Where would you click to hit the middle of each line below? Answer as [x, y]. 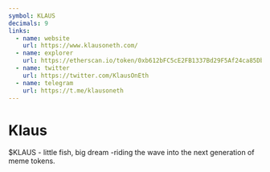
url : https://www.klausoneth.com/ [80, 46]
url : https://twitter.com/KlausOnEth [86, 76]
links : [19, 31]
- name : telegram [45, 83]
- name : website [43, 38]
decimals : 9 [28, 23]
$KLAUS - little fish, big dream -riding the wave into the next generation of [131, 153]
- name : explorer [45, 53]
